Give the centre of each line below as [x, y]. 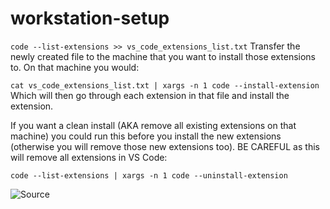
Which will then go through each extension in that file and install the [150, 95]
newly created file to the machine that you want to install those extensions [163, 56]
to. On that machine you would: [75, 67]
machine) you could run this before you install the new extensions [146, 136]
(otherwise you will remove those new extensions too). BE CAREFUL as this [165, 146]
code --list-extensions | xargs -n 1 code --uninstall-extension [149, 175]
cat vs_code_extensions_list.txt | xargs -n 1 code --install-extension [165, 85]
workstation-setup [90, 18]
